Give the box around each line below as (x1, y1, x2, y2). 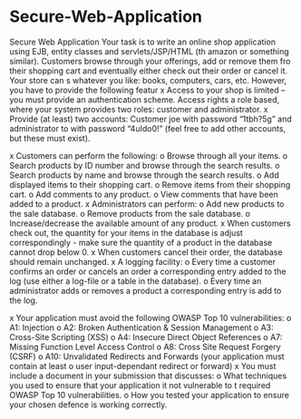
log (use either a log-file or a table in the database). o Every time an (9, 275, 262, 287)
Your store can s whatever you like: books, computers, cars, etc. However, (9, 74, 287, 85)
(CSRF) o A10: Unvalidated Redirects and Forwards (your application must (9, 351, 285, 362)
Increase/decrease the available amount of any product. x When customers (9, 218, 292, 229)
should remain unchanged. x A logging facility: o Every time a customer (9, 256, 277, 267)
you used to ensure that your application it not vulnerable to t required (9, 379, 271, 391)
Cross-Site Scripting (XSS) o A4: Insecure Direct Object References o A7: (9, 331, 283, 342)
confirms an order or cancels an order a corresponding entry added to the (9, 266, 287, 277)
